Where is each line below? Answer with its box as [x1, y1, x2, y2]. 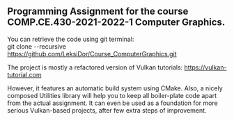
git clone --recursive [7, 42, 66, 51]
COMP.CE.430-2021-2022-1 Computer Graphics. [7, 17, 226, 29]
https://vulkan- [184, 63, 227, 72]
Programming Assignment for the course [7, 6, 189, 17]
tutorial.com [7, 70, 42, 79]
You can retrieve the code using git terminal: [7, 35, 134, 43]
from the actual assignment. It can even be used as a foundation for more [7, 99, 218, 107]
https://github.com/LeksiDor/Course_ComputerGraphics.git [7, 49, 177, 58]
